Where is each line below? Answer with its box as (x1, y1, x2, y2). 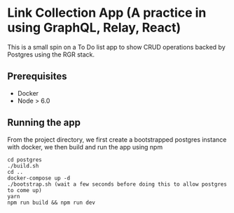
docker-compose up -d (7, 175, 71, 182)
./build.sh (7, 162, 39, 169)
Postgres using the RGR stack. (7, 50, 95, 59)
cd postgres (7, 156, 42, 163)
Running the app (7, 117, 81, 128)
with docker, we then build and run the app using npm (7, 142, 163, 151)
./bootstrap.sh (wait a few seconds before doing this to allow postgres (7, 180, 228, 188)
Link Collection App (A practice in (7, 5, 207, 21)
